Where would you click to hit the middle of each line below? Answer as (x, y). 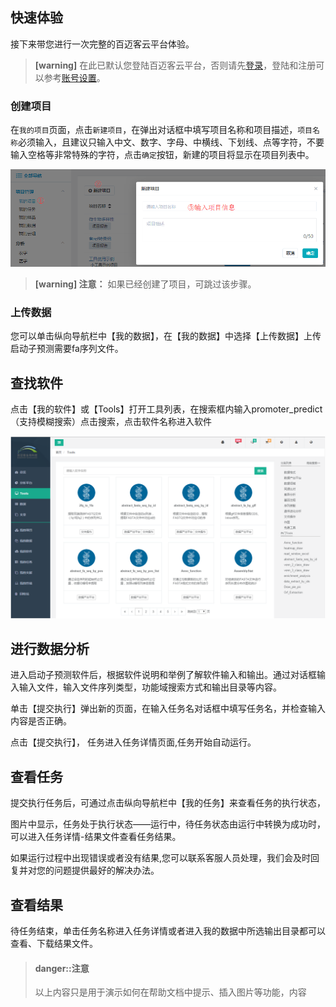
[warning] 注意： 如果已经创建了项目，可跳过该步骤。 (145, 284)
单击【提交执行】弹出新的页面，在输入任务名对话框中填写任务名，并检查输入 (168, 709)
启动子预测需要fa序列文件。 (67, 349)
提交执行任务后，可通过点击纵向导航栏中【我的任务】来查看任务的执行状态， (168, 803)
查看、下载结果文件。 (54, 943)
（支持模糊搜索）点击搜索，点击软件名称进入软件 (111, 422)
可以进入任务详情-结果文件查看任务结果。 (96, 837)
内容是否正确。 (41, 721)
